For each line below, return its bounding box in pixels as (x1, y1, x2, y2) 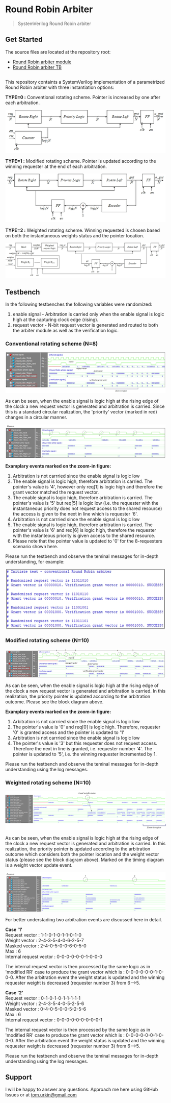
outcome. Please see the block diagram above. (5, 699, 104, 705)
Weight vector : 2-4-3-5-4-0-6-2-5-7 (5, 937, 84, 943)
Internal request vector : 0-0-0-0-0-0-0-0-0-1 (5, 1017, 103, 1023)
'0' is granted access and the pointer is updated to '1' (12, 729, 125, 736)
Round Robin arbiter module (12, 59, 72, 65)
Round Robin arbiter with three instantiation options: (5, 84, 115, 90)
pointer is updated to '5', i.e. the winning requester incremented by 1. (12, 751, 157, 757)
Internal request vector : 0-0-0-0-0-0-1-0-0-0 (5, 953, 103, 960)
